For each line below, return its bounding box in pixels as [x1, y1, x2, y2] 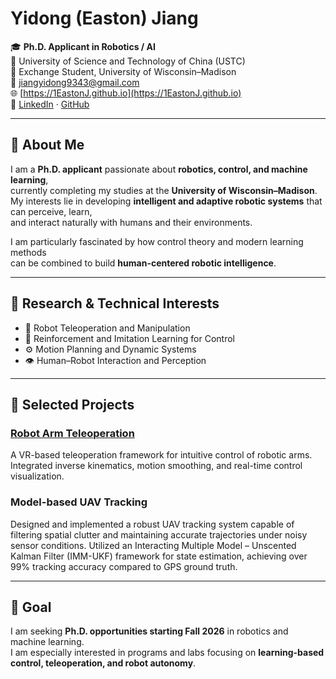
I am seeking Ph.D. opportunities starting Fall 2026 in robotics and [10, 625, 289, 637]
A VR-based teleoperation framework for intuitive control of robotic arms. [10, 449, 313, 461]
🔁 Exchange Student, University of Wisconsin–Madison [10, 65, 237, 77]
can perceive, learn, [10, 205, 93, 217]
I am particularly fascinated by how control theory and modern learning [10, 235, 304, 247]
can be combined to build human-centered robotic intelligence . [10, 257, 277, 269]
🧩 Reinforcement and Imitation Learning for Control [24, 332, 235, 344]
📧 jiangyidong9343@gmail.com [10, 76, 140, 88]
